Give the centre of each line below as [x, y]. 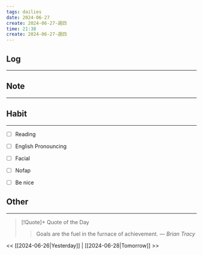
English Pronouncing [41, 146]
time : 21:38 [21, 29]
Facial [22, 158]
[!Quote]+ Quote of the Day [55, 222]
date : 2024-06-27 [28, 18]
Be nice [24, 182]
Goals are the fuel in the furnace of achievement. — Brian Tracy [115, 234]
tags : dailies [24, 12]
